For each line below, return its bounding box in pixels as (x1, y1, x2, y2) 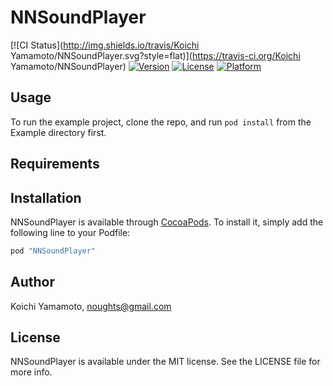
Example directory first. (10, 126, 107, 138)
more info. (10, 366, 53, 378)
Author (10, 274, 55, 291)
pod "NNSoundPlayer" (10, 246, 97, 256)
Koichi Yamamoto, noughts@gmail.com (10, 300, 172, 312)
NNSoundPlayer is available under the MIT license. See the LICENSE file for (10, 356, 321, 368)
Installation (10, 189, 82, 206)
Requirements (10, 156, 100, 173)
